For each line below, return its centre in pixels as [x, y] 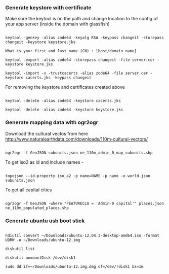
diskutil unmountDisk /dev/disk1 [40, 258]
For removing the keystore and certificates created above [65, 87]
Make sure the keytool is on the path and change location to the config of [82, 19]
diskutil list [20, 249]
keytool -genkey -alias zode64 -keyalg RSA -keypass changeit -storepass [85, 38]
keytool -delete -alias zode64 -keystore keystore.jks [64, 110]
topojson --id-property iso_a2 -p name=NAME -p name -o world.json [78, 176]
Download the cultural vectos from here [47, 133]
